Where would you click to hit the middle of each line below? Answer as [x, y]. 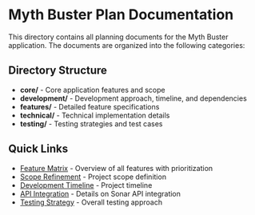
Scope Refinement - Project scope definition [93, 177]
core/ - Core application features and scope [92, 90]
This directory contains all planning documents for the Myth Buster [118, 37]
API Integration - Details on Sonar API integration [100, 193]
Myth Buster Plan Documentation [121, 15]
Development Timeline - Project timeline [86, 185]
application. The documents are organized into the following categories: [127, 45]
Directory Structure [58, 71]
